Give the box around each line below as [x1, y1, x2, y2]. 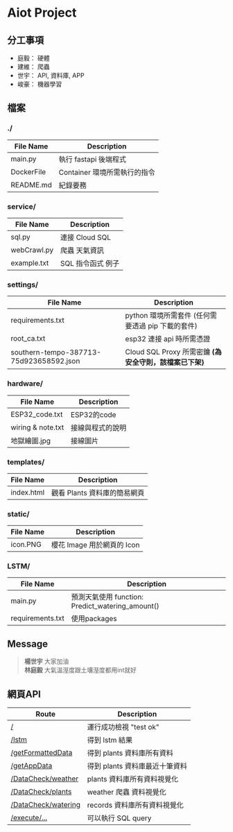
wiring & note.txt [10, 422, 64, 432]
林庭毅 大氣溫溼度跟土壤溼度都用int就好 [24, 666, 137, 674]
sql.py [10, 232, 31, 241]
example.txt [10, 258, 49, 268]
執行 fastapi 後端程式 [58, 154, 127, 164]
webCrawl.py [10, 245, 54, 255]
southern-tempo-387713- [10, 348, 102, 357]
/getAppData [10, 761, 53, 771]
